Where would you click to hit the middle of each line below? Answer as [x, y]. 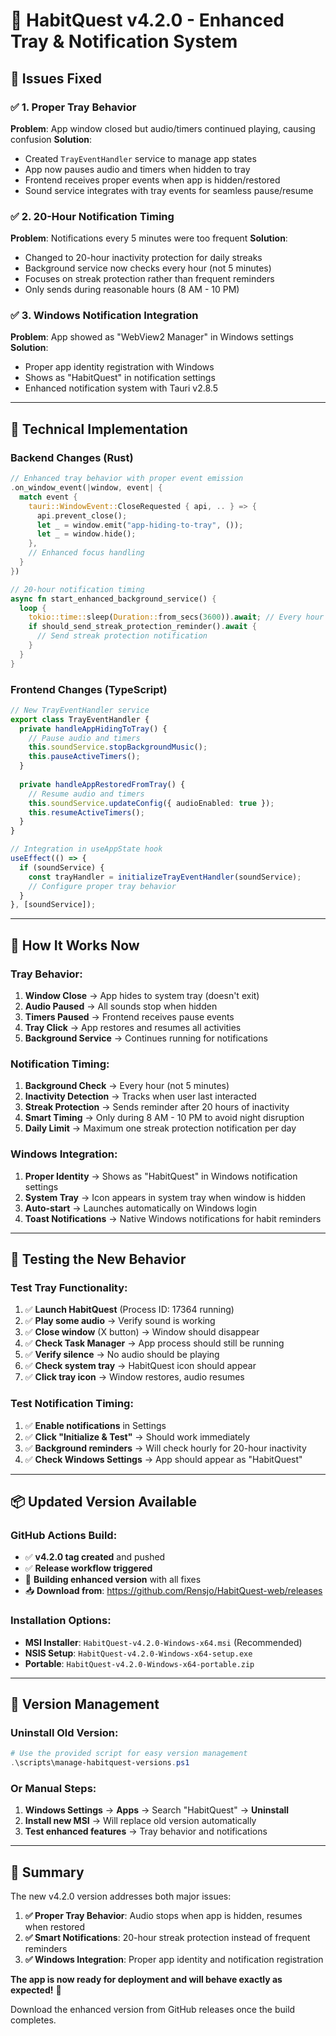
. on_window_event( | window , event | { [86, 488]
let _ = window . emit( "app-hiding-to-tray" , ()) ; [140, 525]
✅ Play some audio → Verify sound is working [120, 1321]
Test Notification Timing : [72, 1404]
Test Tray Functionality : [69, 1287]
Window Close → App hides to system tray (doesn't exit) [142, 996]
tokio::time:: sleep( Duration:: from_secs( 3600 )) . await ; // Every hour [176, 617]
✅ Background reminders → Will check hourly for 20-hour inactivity [165, 1448]
